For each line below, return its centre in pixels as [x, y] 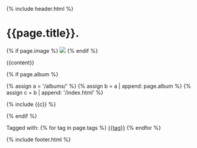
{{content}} [20, 62]
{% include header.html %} [40, 9]
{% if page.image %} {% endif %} [52, 50]
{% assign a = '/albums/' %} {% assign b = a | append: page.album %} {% [99, 86]
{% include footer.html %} [39, 140]
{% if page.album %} [32, 74]
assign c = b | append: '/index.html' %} [55, 92]
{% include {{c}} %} [31, 104]
